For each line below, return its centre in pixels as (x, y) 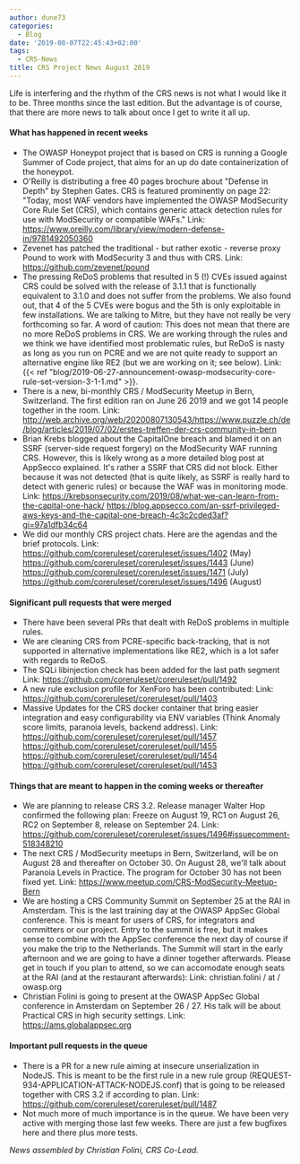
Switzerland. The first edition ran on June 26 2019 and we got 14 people (155, 401)
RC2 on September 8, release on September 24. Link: (120, 825)
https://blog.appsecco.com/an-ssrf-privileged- (193, 506)
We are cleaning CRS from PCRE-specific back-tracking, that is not (146, 642)
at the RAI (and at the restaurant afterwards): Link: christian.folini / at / (151, 977)
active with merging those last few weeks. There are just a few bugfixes (154, 1123)
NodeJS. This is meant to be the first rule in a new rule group (135, 1075)
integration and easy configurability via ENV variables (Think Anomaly (151, 718)
